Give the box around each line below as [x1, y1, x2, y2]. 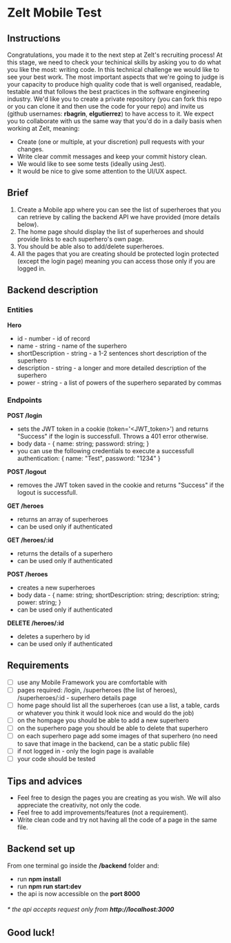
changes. [17, 145, 44, 153]
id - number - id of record [17, 334, 90, 342]
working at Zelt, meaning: [7, 125, 80, 132]
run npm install [17, 875, 61, 883]
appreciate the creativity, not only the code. [17, 800, 141, 809]
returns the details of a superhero [17, 549, 113, 558]
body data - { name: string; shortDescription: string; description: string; [17, 590, 220, 599]
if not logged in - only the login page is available [17, 747, 154, 755]
